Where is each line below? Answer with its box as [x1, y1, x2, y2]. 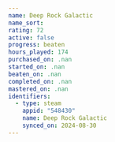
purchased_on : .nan [8, 56, 72, 64]
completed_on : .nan [8, 77, 72, 85]
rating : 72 [8, 26, 44, 34]
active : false [8, 33, 55, 42]
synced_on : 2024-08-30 [22, 121, 97, 129]
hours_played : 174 [8, 48, 69, 56]
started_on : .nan [8, 63, 65, 71]
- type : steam [15, 99, 61, 107]
